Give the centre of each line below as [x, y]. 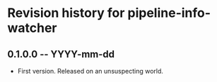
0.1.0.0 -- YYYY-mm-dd [61, 54]
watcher [32, 28]
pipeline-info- [169, 13]
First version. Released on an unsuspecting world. [90, 71]
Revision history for [66, 13]
